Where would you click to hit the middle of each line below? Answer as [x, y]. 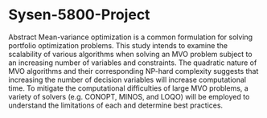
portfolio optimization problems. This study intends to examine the [118, 45]
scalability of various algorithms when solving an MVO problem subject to [130, 54]
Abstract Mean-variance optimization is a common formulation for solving [131, 37]
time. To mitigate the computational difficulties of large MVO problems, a [129, 88]
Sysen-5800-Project [79, 15]
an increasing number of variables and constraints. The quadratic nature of [133, 63]
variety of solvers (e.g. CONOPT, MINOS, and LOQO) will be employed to [129, 96]
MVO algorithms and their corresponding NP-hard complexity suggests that [133, 71]
